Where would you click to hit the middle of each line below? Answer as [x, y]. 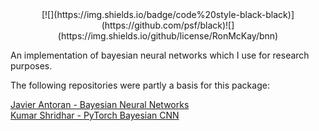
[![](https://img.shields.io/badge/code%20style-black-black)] [168, 14]
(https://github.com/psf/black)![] [168, 25]
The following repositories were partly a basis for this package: [140, 85]
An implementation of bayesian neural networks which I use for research [160, 55]
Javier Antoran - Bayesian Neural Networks [100, 104]
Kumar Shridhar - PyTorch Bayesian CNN [95, 115]
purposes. [31, 66]
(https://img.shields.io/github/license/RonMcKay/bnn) [168, 36]
